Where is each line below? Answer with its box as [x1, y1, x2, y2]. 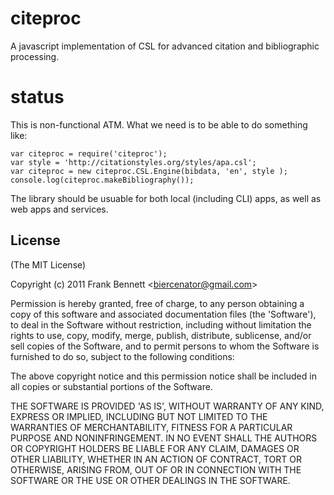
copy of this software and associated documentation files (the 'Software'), [10, 308, 317, 320]
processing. [10, 50, 60, 62]
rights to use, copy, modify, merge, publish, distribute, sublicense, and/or [10, 329, 312, 341]
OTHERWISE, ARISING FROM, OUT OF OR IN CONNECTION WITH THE [10, 463, 302, 476]
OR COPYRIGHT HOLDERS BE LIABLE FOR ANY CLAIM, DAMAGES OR [10, 442, 300, 454]
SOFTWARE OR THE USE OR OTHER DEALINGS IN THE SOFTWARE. [10, 474, 291, 486]
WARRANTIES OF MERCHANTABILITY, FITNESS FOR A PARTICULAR [10, 421, 293, 433]
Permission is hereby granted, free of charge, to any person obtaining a [10, 297, 305, 309]
